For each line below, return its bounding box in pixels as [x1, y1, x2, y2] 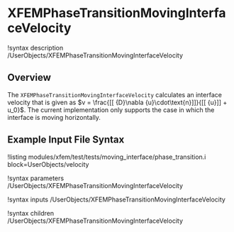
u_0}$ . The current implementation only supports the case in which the [7, 105, 215, 114]
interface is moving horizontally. [7, 113, 101, 121]
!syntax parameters [7, 174, 65, 182]
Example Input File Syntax [7, 133, 125, 146]
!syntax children [7, 209, 55, 217]
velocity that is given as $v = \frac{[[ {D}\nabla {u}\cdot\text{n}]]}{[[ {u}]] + [7, 98, 228, 106]
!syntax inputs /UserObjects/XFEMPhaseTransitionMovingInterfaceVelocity [7, 195, 225, 204]
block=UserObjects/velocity [7, 160, 89, 168]
